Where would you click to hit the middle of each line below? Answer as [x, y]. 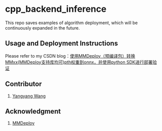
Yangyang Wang [29, 96]
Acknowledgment [33, 111]
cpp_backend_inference [56, 9]
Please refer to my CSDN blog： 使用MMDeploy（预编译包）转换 [70, 56]
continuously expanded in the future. [43, 28]
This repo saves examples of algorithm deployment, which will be [71, 23]
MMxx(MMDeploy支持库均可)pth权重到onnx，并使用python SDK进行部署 [79, 62]
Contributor [23, 84]
